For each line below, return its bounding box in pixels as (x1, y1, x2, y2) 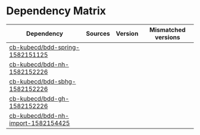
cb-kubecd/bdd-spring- (9, 43, 80, 51)
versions (154, 33, 180, 41)
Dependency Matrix (6, 4, 106, 18)
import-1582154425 (9, 119, 70, 127)
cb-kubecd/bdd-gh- (9, 94, 70, 102)
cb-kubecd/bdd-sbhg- (9, 77, 76, 86)
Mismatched (149, 26, 186, 34)
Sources (86, 29, 110, 37)
